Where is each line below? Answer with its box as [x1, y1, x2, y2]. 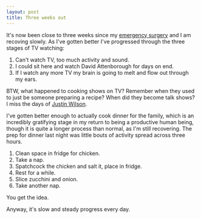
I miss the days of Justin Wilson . [6, 100, 87, 107]
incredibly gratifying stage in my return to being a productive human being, [6, 118, 194, 125]
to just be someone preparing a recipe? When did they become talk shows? [6, 94, 196, 101]
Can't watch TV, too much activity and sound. [15, 56, 129, 63]
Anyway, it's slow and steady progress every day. [6, 205, 131, 213]
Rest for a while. [15, 169, 56, 176]
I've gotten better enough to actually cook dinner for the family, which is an [6, 112, 194, 119]
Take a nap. [15, 156, 44, 163]
